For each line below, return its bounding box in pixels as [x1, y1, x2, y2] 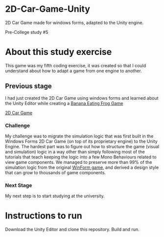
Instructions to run [5, 210, 82, 221]
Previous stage [5, 82, 52, 90]
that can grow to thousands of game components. [5, 169, 106, 175]
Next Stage [5, 182, 32, 188]
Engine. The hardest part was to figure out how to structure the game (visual [5, 143, 160, 149]
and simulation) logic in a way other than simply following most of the [5, 149, 145, 155]
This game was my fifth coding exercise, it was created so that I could [5, 62, 146, 68]
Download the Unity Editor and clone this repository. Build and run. [5, 227, 140, 233]
